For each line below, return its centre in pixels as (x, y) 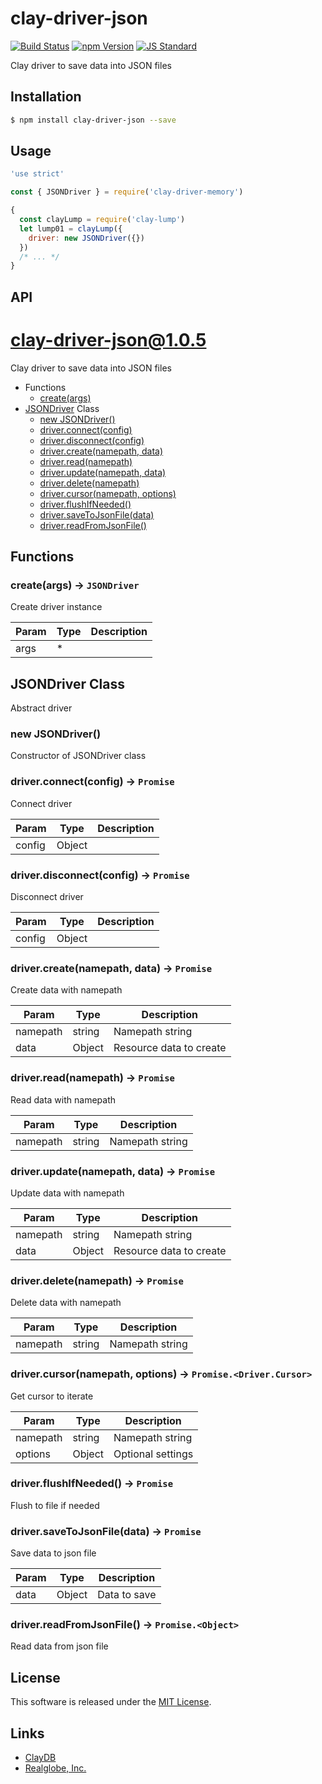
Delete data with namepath (66, 1303)
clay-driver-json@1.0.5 (108, 339)
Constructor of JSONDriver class (78, 756)
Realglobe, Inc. (55, 1768)
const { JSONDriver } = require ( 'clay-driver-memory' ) (127, 192)
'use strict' (37, 174)
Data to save (127, 1595)
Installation (46, 97)
